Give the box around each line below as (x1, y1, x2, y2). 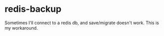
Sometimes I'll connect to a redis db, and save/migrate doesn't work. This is (4, 20, 159, 26)
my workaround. (4, 25, 38, 31)
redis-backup (4, 3, 62, 15)
